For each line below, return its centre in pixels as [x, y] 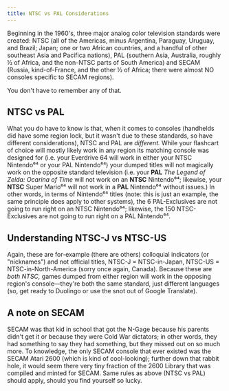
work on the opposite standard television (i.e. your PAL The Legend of [106, 172]
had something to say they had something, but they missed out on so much [114, 344]
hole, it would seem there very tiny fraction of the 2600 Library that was [109, 366]
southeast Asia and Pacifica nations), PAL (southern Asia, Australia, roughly [114, 55]
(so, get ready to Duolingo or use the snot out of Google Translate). [102, 291]
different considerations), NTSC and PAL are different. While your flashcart [113, 143]
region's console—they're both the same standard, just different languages [113, 284]
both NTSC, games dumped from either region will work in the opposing [109, 277]
